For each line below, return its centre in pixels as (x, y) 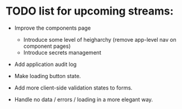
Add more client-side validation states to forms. (74, 88)
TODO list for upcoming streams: (90, 11)
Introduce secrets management (62, 52)
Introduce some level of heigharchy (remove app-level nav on (100, 39)
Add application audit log (45, 64)
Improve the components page (52, 28)
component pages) (47, 46)
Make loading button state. (48, 76)
